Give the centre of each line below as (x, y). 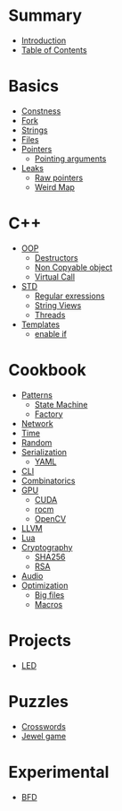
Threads (50, 315)
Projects (40, 640)
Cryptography (47, 547)
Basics (34, 86)
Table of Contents (54, 49)
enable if (51, 333)
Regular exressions (69, 296)
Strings (34, 130)
